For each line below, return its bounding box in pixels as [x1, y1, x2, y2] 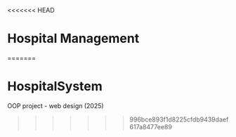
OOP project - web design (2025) [7, 101, 104, 110]
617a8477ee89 [129, 122, 172, 131]
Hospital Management [7, 31, 140, 46]
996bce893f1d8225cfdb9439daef [129, 115, 229, 124]
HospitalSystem [7, 79, 103, 94]
